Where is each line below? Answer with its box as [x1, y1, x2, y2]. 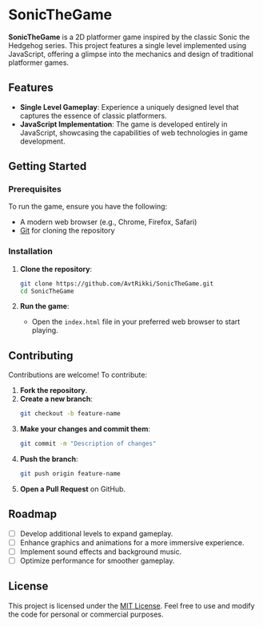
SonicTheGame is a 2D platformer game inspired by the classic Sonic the [8, 32, 250, 42]
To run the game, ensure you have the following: [8, 202, 168, 212]
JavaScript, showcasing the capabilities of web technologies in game [19, 127, 248, 137]
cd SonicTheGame [19, 287, 74, 295]
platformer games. [8, 58, 70, 67]
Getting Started [8, 160, 87, 173]
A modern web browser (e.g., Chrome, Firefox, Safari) [19, 217, 197, 227]
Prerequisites [8, 184, 62, 195]
